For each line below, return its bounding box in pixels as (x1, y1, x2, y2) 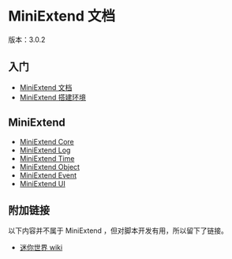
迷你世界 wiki (19, 242, 63, 253)
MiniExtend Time (19, 153, 75, 163)
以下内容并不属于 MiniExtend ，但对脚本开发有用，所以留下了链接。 (8, 226, 229, 235)
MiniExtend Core (19, 137, 75, 146)
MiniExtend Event (19, 171, 77, 180)
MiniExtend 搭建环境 (19, 92, 87, 102)
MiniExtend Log (19, 145, 71, 155)
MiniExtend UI (19, 178, 65, 188)
